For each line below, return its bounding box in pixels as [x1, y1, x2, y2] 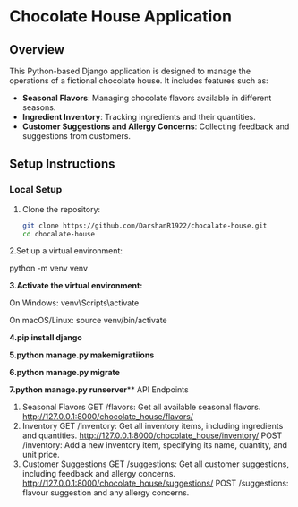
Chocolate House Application [9, 6, 233, 27]
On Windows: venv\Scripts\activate [9, 297, 140, 308]
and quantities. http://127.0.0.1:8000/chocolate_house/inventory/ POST [21, 430, 283, 441]
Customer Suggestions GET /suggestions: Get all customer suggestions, [21, 459, 289, 469]
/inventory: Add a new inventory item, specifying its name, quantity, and [21, 440, 288, 451]
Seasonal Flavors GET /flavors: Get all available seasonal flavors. [21, 401, 261, 413]
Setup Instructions [9, 157, 115, 172]
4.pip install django [9, 332, 82, 343]
